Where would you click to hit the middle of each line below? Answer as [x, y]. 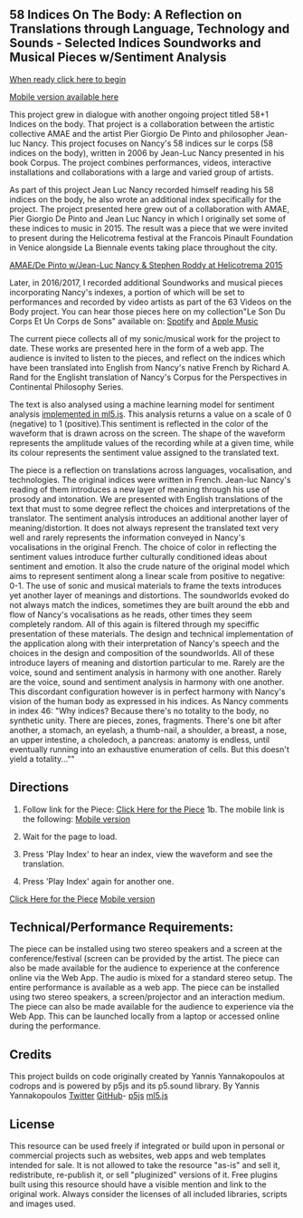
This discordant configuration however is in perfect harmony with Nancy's [147, 691]
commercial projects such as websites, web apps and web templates [138, 1155]
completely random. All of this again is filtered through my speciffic [134, 623]
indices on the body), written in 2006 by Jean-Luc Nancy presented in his [147, 152]
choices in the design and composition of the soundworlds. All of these [142, 652]
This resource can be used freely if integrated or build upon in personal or [147, 1146]
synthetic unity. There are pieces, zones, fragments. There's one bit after [146, 720]
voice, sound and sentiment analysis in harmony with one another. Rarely [146, 672]
